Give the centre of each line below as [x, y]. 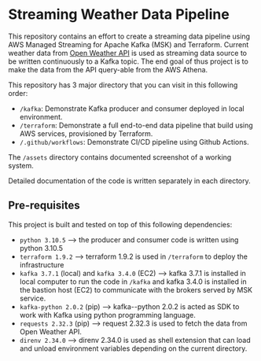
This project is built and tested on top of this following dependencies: [120, 224]
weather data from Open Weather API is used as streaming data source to [128, 53]
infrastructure [42, 264]
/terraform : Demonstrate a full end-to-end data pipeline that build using [136, 125]
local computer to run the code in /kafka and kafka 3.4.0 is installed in [133, 282]
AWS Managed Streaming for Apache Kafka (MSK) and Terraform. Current [129, 44]
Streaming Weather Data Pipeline [119, 15]
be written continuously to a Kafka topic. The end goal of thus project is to [129, 61]
